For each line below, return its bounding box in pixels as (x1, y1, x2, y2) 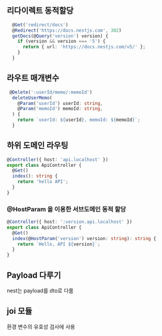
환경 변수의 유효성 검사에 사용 (7, 323, 76, 330)
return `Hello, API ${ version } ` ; (17, 241, 101, 247)
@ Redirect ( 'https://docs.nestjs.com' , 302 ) (12, 27, 121, 33)
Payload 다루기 (7, 270, 61, 280)
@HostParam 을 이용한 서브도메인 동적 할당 (7, 205, 126, 213)
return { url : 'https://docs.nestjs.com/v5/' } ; (22, 44, 146, 50)
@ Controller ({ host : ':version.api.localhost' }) (7, 219, 133, 225)
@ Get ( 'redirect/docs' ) (12, 21, 68, 28)
